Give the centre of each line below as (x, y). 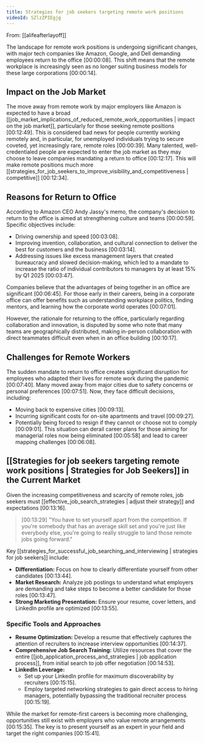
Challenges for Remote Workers (68, 357)
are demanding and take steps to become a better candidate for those (103, 589)
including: (19, 398)
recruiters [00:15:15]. (50, 683)
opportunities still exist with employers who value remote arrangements (96, 720)
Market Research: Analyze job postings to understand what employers (104, 582)
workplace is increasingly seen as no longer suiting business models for (97, 66)
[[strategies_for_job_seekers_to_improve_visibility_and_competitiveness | (97, 171)
